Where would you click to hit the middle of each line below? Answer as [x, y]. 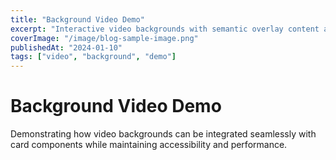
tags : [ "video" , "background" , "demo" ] [93, 57]
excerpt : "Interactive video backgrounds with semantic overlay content [165, 29]
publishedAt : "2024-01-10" [66, 47]
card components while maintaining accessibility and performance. [149, 145]
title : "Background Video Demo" [77, 19]
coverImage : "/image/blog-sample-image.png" [104, 38]
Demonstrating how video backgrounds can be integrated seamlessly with [163, 134]
